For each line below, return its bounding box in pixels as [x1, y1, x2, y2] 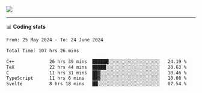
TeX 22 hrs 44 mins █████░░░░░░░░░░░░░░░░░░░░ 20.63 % [6, 64, 187, 70]
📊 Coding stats [6, 23, 46, 30]
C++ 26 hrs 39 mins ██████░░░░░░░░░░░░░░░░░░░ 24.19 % [6, 58, 187, 65]
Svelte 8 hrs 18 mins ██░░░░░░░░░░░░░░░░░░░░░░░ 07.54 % [6, 81, 187, 87]
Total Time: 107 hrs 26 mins [6, 47, 79, 53]
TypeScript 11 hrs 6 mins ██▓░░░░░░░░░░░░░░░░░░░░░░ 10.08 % [6, 75, 187, 82]
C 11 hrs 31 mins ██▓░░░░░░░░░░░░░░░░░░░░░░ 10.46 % [6, 70, 187, 76]
